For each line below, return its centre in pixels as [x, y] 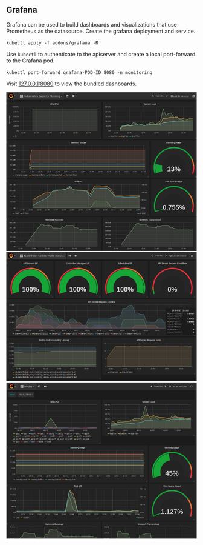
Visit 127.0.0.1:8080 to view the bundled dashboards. [72, 84]
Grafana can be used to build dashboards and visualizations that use [92, 24]
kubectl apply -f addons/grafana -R [52, 43]
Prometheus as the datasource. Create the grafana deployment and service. [101, 31]
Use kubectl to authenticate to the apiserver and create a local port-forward [101, 54]
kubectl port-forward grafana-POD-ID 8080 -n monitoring [79, 72]
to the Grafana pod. [31, 61]
